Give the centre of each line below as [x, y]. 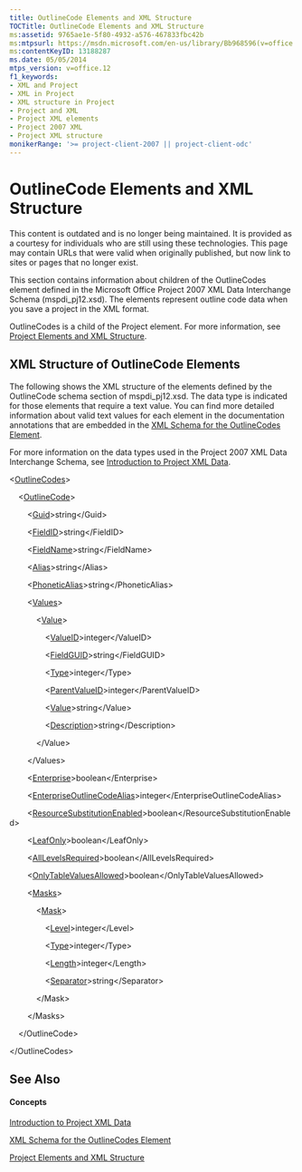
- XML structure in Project [62, 102]
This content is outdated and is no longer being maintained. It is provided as [151, 233]
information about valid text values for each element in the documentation [147, 415]
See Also [35, 1079]
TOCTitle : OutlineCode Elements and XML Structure [107, 26]
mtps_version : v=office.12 [60, 69]
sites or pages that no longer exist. [74, 262]
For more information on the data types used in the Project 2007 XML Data [148, 452]
